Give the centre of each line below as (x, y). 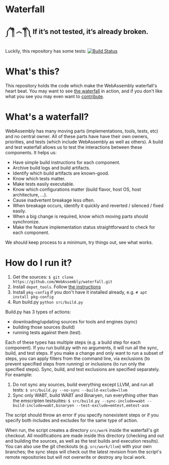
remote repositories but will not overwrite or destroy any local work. (76, 457)
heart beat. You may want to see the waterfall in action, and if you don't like (84, 91)
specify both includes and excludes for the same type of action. (72, 420)
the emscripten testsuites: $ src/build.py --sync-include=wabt (79, 401)
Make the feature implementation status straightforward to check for (84, 227)
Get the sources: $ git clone (43, 277)
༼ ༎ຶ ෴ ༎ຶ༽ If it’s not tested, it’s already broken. (77, 31)
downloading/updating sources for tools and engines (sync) (75, 321)
